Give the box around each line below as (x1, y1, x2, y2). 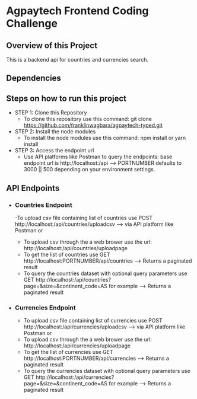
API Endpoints (6, 183, 60, 193)
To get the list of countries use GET (23, 251, 110, 258)
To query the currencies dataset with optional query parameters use (23, 368, 191, 375)
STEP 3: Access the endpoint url (14, 147, 94, 154)
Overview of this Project (6, 40, 98, 50)
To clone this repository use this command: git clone (23, 116, 152, 123)
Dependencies (6, 73, 61, 84)
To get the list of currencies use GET (23, 349, 114, 356)
